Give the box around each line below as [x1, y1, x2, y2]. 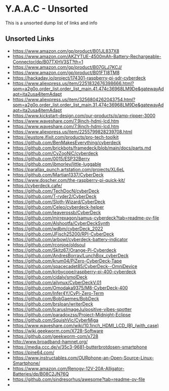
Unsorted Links [5, 34, 55, 43]
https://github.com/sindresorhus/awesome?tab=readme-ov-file [12, 376, 145, 382]
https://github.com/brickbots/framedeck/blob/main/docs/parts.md [12, 145, 151, 151]
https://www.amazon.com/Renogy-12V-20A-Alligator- [12, 365, 125, 371]
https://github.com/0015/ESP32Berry [12, 155, 90, 162]
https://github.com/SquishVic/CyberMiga [12, 317, 99, 323]
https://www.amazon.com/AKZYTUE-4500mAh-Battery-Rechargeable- [12, 53, 161, 59]
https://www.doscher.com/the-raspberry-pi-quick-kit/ [12, 177, 125, 183]
